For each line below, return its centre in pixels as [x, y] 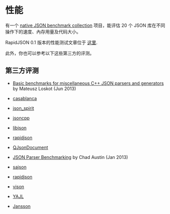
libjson [20, 127]
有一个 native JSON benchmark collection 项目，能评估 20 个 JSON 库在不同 [85, 25]
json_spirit [23, 108]
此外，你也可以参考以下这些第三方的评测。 [50, 53]
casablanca [25, 98]
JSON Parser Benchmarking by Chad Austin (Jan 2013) [70, 157]
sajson [20, 167]
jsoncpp [21, 118]
